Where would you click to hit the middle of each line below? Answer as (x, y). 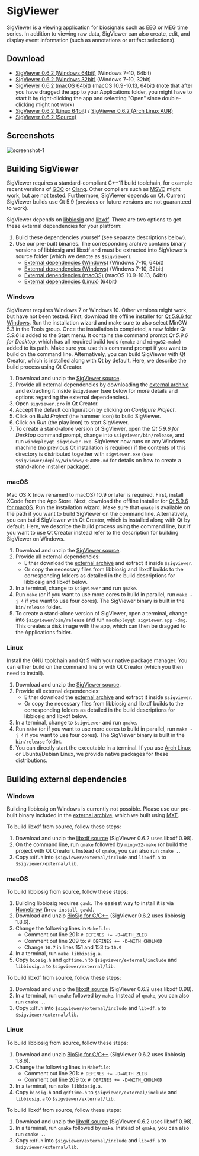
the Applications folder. (44, 632)
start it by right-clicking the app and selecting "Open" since (88, 98)
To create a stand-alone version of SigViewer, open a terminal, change (101, 613)
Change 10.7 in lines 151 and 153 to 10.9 (73, 947)
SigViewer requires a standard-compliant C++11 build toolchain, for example (99, 183)
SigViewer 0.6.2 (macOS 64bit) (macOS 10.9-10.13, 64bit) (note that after (104, 85)
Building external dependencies (67, 779)
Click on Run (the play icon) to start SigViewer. (72, 422)
